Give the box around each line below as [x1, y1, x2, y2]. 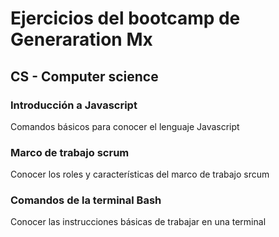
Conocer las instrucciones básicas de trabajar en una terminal [10, 216, 267, 228]
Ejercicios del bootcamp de [10, 7, 241, 30]
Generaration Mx [10, 28, 153, 51]
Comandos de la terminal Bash [10, 193, 162, 207]
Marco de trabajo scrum [10, 145, 130, 159]
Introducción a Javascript [10, 98, 138, 112]
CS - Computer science [10, 68, 159, 85]
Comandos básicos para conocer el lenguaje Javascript [10, 120, 240, 132]
